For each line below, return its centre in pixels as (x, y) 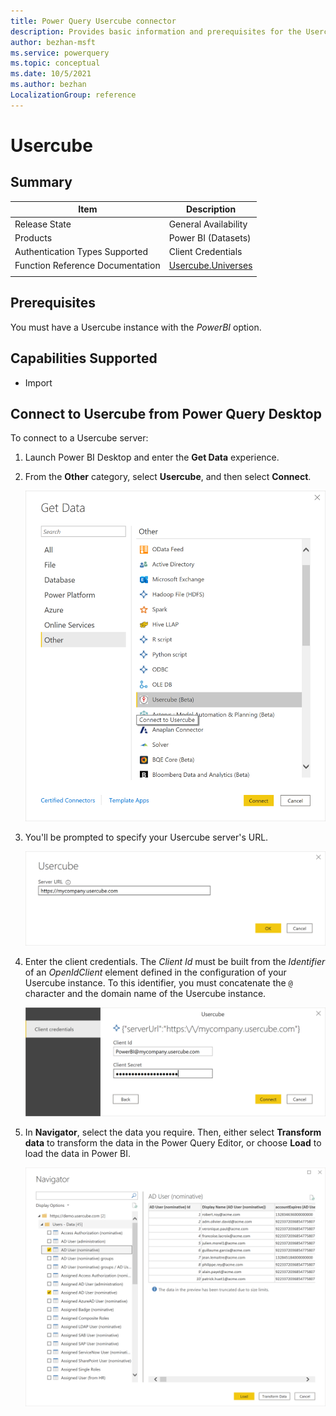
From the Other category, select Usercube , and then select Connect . (168, 477)
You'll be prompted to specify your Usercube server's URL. (146, 837)
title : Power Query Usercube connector (93, 21)
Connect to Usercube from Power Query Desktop (166, 414)
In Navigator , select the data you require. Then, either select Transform (173, 1132)
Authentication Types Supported (81, 251)
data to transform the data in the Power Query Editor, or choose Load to (173, 1143)
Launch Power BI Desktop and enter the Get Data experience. (152, 457)
